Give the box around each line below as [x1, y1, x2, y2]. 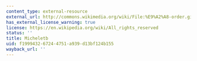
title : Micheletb [6, 35, 49, 41]
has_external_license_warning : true [6, 19, 96, 25]
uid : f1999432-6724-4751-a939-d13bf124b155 [6, 41, 114, 47]
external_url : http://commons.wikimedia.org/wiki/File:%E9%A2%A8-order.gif [6, 14, 195, 20]
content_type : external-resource [6, 8, 88, 15]
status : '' [6, 30, 33, 36]
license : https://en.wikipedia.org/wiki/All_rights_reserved [6, 24, 159, 31]
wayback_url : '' [6, 46, 46, 52]
